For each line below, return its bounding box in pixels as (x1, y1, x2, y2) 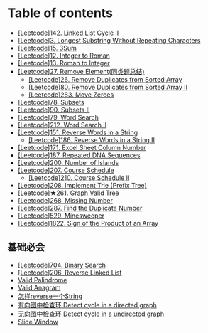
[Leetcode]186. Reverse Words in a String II (28, 135, 155, 144)
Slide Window (17, 317, 58, 326)
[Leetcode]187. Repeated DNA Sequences (17, 151, 141, 159)
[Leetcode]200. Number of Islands (17, 158, 119, 166)
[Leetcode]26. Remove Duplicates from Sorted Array (28, 75, 182, 83)
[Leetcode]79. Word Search (17, 112, 99, 122)
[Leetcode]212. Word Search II (17, 120, 107, 129)
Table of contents (7, 5, 114, 21)
